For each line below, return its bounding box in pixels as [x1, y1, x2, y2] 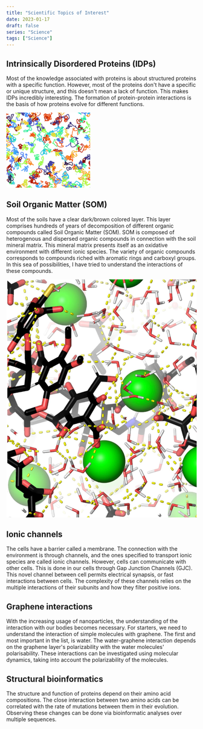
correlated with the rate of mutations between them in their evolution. [6, 703, 179, 710]
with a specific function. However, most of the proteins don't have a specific [6, 81, 196, 88]
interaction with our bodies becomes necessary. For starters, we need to [6, 624, 187, 631]
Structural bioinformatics [6, 674, 104, 684]
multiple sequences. [6, 716, 57, 723]
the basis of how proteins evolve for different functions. [6, 100, 145, 107]
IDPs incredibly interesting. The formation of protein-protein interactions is [6, 94, 192, 101]
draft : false [6, 22, 39, 29]
